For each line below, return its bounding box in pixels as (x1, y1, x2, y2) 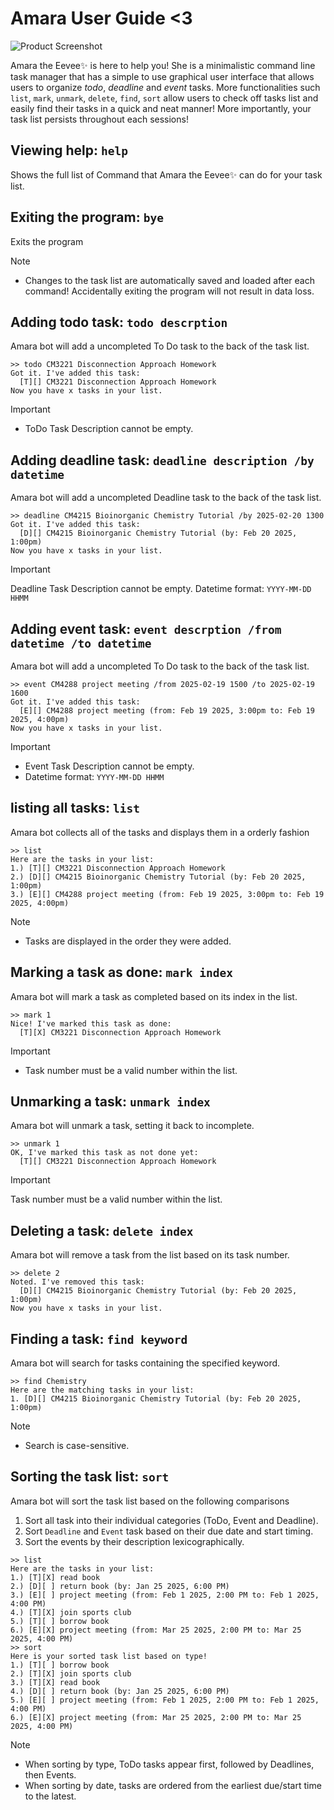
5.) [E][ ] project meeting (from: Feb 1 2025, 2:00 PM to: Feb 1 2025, (10, 1695, 320, 1705)
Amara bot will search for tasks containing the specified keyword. (10, 1357, 281, 1369)
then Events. (24, 1768, 77, 1781)
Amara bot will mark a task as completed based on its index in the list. (10, 990, 298, 1002)
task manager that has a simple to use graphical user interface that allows (10, 70, 315, 82)
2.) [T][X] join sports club (10, 1668, 132, 1679)
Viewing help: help (10, 142, 128, 159)
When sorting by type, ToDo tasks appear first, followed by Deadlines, (24, 1758, 315, 1770)
